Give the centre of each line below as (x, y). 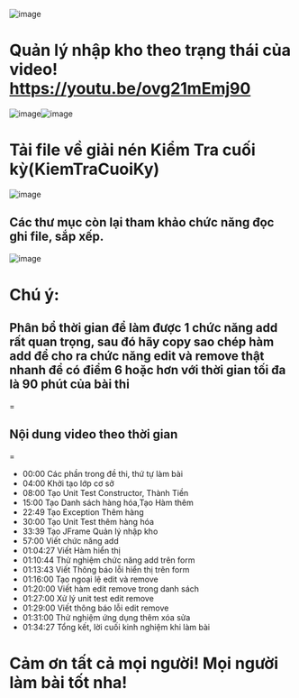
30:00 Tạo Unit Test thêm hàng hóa (88, 521)
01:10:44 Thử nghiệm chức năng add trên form (109, 560)
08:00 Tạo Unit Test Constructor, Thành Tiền (105, 492)
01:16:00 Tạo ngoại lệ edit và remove (91, 579)
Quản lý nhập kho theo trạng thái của (150, 51)
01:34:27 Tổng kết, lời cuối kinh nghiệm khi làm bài (116, 627)
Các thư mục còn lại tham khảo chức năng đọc (142, 222)
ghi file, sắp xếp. (57, 237)
